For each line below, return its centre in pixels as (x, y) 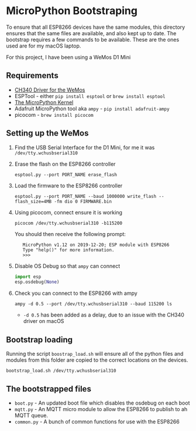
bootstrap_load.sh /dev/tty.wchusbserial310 (61, 371)
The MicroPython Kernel (44, 102)
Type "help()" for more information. (68, 250)
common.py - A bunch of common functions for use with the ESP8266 (97, 422)
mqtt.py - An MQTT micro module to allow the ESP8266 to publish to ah (101, 409)
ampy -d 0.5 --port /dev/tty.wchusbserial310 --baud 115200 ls (93, 304)
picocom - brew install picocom (54, 115)
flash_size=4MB (33, 201)
